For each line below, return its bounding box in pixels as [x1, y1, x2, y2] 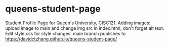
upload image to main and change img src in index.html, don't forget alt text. [5, 25, 164, 31]
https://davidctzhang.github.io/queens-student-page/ [5, 36, 117, 42]
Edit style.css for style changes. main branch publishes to [5, 30, 126, 36]
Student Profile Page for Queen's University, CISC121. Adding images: [5, 20, 151, 26]
